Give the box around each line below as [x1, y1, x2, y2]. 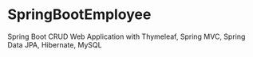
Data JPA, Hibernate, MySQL [7, 40, 102, 49]
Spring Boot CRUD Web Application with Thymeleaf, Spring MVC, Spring [7, 32, 246, 41]
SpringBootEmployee [7, 6, 152, 24]
